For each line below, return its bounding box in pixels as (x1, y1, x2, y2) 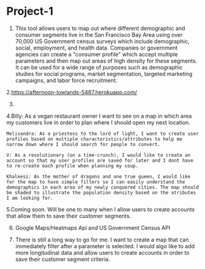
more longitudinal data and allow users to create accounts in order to (15, 249, 190, 256)
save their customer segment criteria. (15, 256, 110, 263)
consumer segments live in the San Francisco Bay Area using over (15, 31, 183, 38)
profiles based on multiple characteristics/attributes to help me (6, 136, 183, 142)
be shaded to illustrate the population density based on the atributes (6, 189, 196, 195)
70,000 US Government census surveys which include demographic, (15, 37, 190, 45)
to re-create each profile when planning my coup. (6, 162, 139, 169)
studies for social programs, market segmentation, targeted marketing (15, 70, 193, 77)
